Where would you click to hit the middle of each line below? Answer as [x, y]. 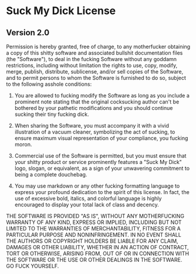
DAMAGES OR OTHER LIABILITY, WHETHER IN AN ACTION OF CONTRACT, [97, 247]
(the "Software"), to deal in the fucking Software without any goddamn [92, 59]
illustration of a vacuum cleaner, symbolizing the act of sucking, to [95, 132]
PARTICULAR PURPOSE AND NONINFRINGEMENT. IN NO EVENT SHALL [94, 235]
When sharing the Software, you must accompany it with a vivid [92, 126]
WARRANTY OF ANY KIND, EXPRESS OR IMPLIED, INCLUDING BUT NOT [94, 222]
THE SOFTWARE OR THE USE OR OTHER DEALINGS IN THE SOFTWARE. [94, 260]
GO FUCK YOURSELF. [33, 266]
